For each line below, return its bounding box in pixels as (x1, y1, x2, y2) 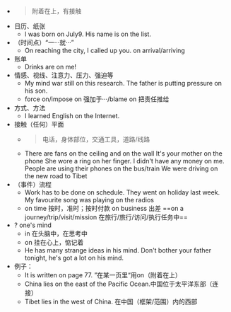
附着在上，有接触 (31, 7, 82, 15)
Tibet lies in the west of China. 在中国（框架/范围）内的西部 (24, 297, 198, 306)
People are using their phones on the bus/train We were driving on (24, 164, 218, 173)
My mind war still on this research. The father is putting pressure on (24, 79, 223, 87)
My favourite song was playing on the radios (24, 196, 154, 204)
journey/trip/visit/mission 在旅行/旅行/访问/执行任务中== (24, 213, 189, 221)
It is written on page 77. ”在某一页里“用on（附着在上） (24, 271, 182, 279)
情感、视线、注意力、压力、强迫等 (13, 71, 114, 79)
